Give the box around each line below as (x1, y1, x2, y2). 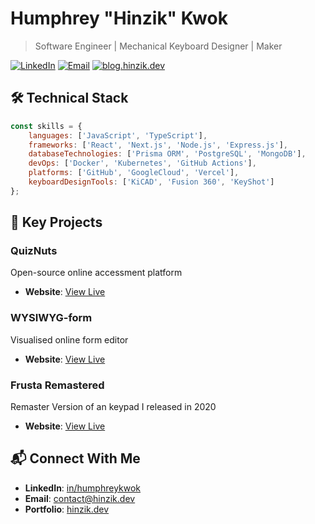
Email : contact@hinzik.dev (24, 492, 136, 504)
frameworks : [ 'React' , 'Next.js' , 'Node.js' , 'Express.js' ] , (28, 140, 289, 150)
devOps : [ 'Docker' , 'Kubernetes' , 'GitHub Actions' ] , (28, 158, 257, 169)
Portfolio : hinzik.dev (24, 503, 110, 515)
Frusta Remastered (10, 378, 105, 392)
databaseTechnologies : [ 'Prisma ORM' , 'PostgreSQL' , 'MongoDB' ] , (28, 149, 307, 159)
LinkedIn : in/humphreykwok (24, 482, 142, 494)
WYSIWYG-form (10, 311, 93, 325)
